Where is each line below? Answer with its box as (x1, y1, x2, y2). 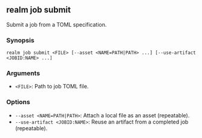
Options (6, 98, 30, 107)
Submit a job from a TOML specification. (6, 21, 107, 28)
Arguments (6, 69, 41, 77)
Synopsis (6, 36, 34, 44)
